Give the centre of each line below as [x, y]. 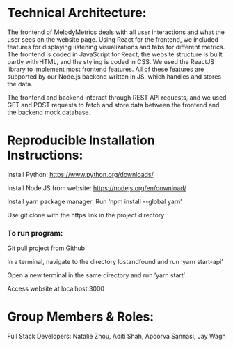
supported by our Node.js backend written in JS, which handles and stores [114, 76]
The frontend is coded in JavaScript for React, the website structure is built [115, 54]
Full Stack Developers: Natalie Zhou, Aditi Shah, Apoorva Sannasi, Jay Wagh [116, 337]
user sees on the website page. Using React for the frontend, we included [113, 39]
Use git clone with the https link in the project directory [86, 215]
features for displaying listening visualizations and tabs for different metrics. [116, 47]
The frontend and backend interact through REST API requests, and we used [117, 97]
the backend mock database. [49, 112]
